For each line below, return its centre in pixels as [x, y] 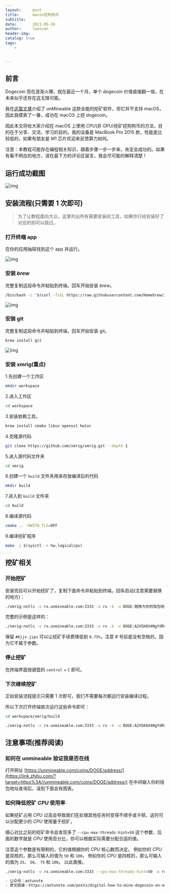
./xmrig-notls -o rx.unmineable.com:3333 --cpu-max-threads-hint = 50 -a [82, 872]
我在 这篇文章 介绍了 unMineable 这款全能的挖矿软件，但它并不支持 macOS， [84, 109]
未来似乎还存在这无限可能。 [34, 98]
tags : [11, 43]
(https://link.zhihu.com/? [31, 776]
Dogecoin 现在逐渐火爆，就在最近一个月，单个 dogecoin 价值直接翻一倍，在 [84, 91]
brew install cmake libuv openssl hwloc [49, 426]
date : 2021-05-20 [30, 24]
